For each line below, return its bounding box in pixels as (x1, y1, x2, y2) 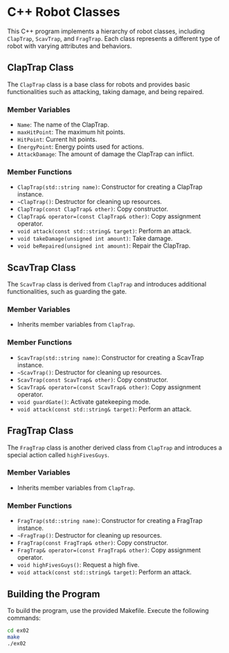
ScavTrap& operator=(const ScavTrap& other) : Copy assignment (17, 383, 201, 391)
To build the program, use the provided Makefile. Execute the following (7, 606, 209, 614)
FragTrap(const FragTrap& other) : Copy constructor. (17, 539, 168, 547)
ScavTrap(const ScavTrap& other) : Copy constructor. (17, 375, 168, 384)
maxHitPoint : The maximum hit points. (17, 128, 126, 136)
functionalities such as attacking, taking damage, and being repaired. (7, 87, 204, 95)
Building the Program (7, 588, 100, 600)
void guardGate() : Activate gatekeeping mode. (17, 397, 151, 405)
